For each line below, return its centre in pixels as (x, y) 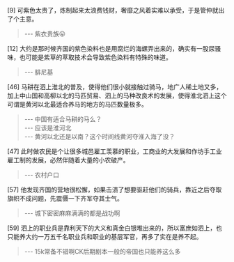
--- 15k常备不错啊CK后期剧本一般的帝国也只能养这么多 (102, 252)
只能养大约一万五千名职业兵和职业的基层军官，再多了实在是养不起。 (105, 237)
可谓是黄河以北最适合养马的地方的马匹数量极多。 (77, 104)
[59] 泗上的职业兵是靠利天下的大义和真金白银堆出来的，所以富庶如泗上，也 (115, 228)
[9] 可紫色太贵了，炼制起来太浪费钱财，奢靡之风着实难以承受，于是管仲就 (113, 10)
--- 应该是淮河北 (48, 128)
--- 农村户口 (42, 175)
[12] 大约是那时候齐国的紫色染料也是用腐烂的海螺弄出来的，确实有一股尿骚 (114, 48)
